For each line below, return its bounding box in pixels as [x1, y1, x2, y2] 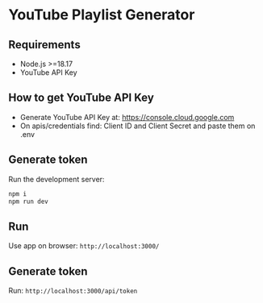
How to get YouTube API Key [8, 91, 155, 105]
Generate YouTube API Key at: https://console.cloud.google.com [19, 112, 235, 122]
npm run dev [8, 197, 48, 205]
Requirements [8, 38, 81, 52]
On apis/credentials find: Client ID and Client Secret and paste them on [19, 121, 256, 131]
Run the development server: [8, 174, 105, 184]
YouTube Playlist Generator [8, 6, 195, 24]
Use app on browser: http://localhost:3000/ [8, 241, 160, 251]
